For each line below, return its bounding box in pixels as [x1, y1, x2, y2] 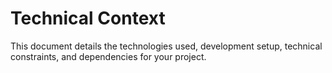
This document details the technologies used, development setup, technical [10, 40, 323, 52]
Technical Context [10, 7, 166, 30]
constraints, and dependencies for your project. [10, 50, 207, 62]
